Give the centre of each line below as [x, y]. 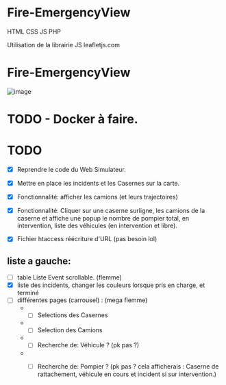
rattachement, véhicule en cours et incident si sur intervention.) [127, 374]
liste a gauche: [39, 261]
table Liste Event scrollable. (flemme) [69, 277]
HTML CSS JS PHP [34, 32]
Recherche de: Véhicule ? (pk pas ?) [88, 345]
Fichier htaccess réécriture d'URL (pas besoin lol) [87, 239]
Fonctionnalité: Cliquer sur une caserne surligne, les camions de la [111, 211]
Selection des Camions [70, 330]
